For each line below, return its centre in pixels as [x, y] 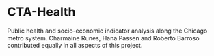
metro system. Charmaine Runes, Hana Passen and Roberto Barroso [103, 38]
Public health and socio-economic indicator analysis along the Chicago [107, 31]
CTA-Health [41, 12]
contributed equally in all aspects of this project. [75, 45]
